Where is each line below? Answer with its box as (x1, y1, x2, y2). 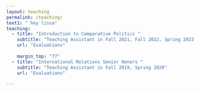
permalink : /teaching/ (6, 14, 63, 20)
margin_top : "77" (17, 53, 60, 59)
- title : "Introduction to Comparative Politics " (11, 31, 141, 37)
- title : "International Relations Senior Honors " (11, 59, 144, 65)
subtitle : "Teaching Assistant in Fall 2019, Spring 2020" (17, 64, 168, 71)
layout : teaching (6, 8, 50, 15)
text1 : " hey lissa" (6, 20, 58, 26)
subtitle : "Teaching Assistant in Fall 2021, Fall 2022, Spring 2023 (17, 37, 195, 43)
